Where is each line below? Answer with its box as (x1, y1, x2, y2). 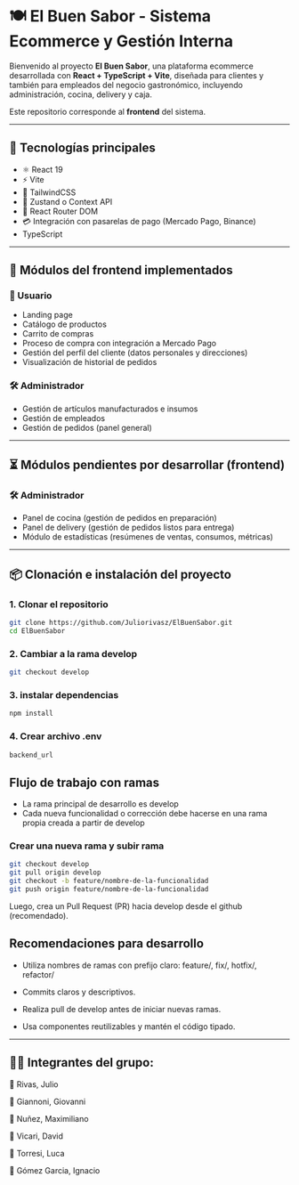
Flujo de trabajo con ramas (9, 775, 160, 790)
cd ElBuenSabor (9, 626, 66, 636)
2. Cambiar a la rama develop (9, 647, 138, 660)
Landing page (21, 310, 73, 321)
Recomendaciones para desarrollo (9, 936, 205, 952)
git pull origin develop (9, 868, 101, 877)
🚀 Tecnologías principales (9, 141, 156, 156)
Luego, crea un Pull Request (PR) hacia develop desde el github (9, 900, 243, 912)
